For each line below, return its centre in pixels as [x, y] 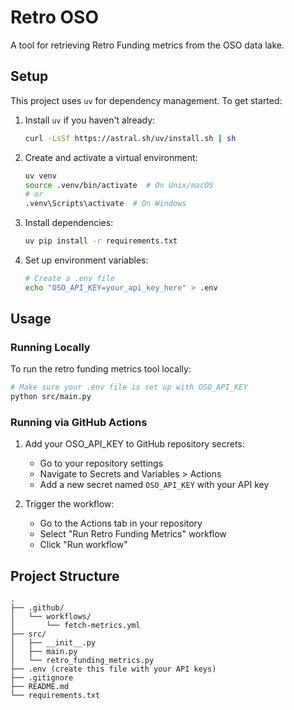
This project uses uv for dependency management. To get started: [146, 100]
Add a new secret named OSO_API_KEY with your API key [154, 485]
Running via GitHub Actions [79, 423]
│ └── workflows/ [51, 617]
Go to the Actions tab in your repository [121, 523]
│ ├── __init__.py [53, 643]
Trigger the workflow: [69, 504]
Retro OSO [54, 17]
